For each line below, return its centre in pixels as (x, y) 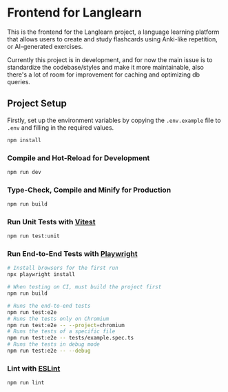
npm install (24, 140)
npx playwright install (41, 275)
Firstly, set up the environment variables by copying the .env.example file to (114, 120)
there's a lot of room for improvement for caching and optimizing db (104, 75)
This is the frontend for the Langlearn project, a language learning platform (113, 32)
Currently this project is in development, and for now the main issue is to (110, 59)
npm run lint (26, 383)
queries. (19, 81)
